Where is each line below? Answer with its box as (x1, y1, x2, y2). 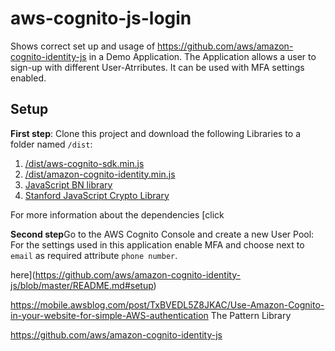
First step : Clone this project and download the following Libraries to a (10, 127, 302, 139)
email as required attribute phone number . (10, 249, 178, 261)
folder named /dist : (10, 138, 93, 150)
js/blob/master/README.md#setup (10, 279, 154, 291)
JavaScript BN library (24, 178, 113, 191)
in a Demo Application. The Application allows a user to (88, 50, 317, 62)
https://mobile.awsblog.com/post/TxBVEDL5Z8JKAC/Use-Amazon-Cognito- (10, 298, 325, 311)
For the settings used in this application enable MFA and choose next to (10, 238, 305, 251)
